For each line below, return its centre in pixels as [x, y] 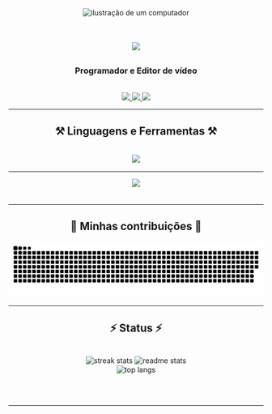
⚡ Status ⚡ [136, 329]
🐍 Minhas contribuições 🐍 [136, 226]
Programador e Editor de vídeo [136, 70]
